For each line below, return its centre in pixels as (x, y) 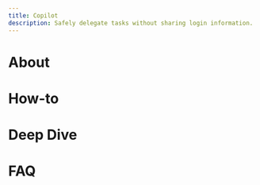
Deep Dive (43, 135)
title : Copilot (33, 15)
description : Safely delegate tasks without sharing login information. (131, 23)
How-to (34, 98)
